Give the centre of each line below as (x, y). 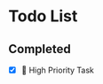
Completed (40, 49)
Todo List (43, 16)
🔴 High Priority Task (58, 70)
